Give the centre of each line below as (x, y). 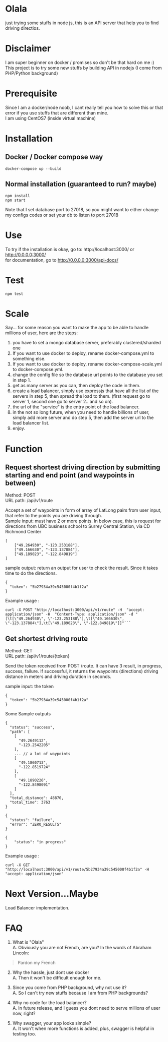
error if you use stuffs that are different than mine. (57, 113)
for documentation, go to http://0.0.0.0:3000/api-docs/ (62, 260)
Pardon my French (37, 963)
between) (21, 483)
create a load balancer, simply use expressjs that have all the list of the (86, 391)
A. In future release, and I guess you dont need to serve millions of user (86, 1008)
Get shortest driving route (47, 638)
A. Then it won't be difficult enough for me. (57, 978)
